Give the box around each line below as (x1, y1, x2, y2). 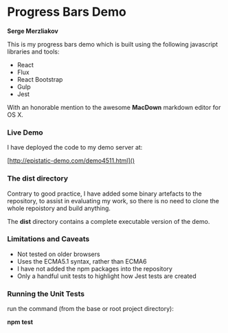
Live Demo (7, 128, 43, 137)
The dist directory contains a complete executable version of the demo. (7, 217, 211, 225)
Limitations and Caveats (7, 234, 90, 244)
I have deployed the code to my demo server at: (7, 143, 143, 152)
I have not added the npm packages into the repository (16, 264, 173, 273)
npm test (7, 318, 33, 326)
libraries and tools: (7, 47, 60, 56)
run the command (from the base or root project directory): (7, 305, 174, 313)
